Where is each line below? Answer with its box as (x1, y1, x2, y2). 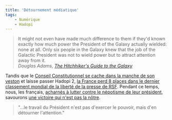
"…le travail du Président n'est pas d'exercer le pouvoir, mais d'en (17, 104, 157, 110)
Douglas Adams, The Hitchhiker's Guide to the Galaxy (17, 63, 132, 69)
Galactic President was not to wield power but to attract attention (17, 52, 156, 58)
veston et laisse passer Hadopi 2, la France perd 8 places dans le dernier (5, 78, 160, 84)
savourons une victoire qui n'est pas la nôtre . (5, 94, 101, 101)
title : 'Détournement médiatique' (5, 7, 80, 13)
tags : (5, 12, 17, 17)
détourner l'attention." (17, 110, 65, 116)
